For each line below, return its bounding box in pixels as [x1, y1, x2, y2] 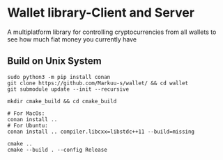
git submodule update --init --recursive [7, 85, 130, 93]
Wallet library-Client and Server [7, 5, 195, 21]
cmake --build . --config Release [7, 146, 108, 153]
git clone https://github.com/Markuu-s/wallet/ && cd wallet [7, 80, 189, 87]
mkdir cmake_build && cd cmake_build [7, 98, 117, 105]
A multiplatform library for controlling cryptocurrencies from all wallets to [7, 28, 217, 36]
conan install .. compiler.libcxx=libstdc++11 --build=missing [7, 128, 195, 135]
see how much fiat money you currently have [7, 35, 137, 43]
